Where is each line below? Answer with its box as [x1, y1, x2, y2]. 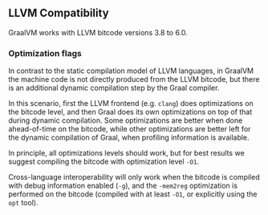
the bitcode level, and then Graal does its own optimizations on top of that [8, 107, 253, 117]
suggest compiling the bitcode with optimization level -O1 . [8, 156, 199, 167]
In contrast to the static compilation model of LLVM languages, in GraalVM [8, 66, 254, 75]
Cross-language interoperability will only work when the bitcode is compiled [8, 172, 260, 182]
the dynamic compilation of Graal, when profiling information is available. [8, 132, 250, 143]
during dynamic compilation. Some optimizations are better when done [8, 116, 243, 125]
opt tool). [8, 198, 39, 208]
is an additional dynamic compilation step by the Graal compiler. [8, 83, 220, 93]
